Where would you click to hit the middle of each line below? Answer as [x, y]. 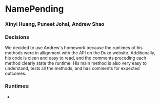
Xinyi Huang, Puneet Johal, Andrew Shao [55, 24]
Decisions [17, 37]
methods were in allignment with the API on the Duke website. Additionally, [80, 53]
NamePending [35, 9]
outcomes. [16, 73]
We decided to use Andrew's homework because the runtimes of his [74, 48]
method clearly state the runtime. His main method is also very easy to [76, 63]
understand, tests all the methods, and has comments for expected [72, 69]
